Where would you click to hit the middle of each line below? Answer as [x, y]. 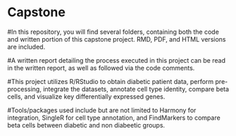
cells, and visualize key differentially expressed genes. [86, 97]
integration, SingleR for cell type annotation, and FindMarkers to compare [114, 118]
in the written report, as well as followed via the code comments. [101, 68]
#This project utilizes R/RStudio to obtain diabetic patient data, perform [111, 81]
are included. [26, 47]
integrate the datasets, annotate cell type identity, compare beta [136, 89]
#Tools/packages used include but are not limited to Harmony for [102, 110]
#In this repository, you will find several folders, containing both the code [113, 32]
